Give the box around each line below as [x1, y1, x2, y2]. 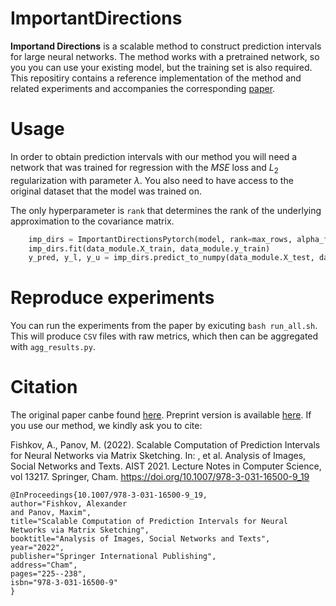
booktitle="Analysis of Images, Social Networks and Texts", [10, 534, 271, 544]
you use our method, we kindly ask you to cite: [10, 420, 203, 432]
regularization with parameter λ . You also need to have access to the [10, 174, 294, 186]
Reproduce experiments [10, 287, 215, 309]
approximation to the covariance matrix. [10, 215, 175, 227]
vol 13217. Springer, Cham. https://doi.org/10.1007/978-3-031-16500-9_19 [10, 471, 310, 483]
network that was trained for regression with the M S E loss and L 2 [10, 161, 279, 176]
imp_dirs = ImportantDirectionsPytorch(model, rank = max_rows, [28, 234, 293, 244]
